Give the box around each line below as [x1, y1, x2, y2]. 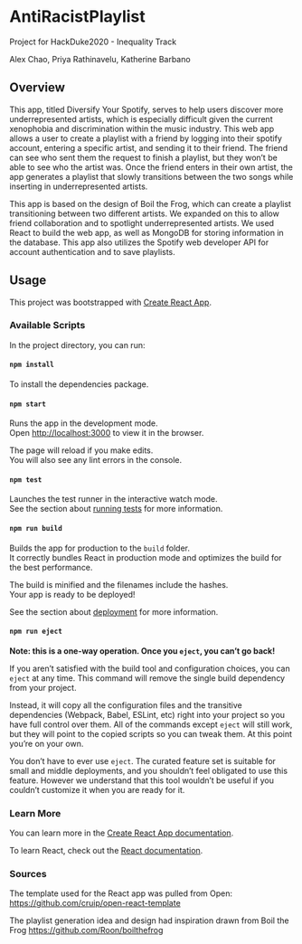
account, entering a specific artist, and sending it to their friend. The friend [9, 142, 288, 153]
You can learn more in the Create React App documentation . [9, 827, 234, 838]
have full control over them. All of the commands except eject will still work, [9, 719, 293, 730]
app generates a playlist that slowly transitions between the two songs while [9, 171, 294, 182]
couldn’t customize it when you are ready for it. [9, 784, 185, 795]
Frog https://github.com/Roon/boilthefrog [9, 925, 164, 936]
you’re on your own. [9, 738, 84, 749]
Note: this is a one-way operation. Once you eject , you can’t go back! [9, 645, 276, 656]
